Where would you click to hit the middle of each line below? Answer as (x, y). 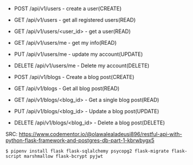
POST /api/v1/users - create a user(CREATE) (68, 9)
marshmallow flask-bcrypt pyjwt (64, 156)
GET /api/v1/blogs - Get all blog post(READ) (67, 88)
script (14, 156)
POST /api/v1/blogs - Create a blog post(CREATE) (74, 77)
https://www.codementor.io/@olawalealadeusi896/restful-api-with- (101, 134)
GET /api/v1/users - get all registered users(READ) (75, 20)
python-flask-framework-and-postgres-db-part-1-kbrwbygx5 (80, 140)
